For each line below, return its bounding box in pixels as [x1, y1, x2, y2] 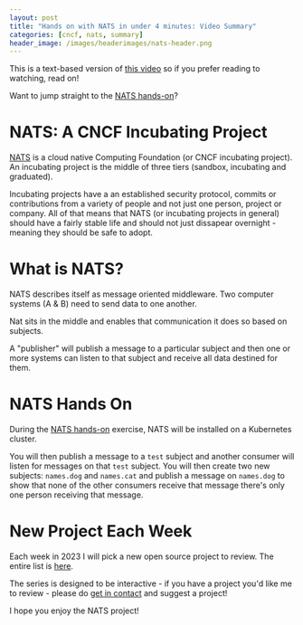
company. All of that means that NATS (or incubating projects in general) [9, 208, 280, 219]
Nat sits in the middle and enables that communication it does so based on [9, 316, 288, 327]
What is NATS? [9, 259, 124, 279]
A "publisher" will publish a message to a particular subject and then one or [9, 343, 291, 354]
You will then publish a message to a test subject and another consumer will [9, 451, 295, 462]
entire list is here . [9, 561, 74, 571]
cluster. [9, 433, 38, 444]
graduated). [9, 171, 53, 182]
